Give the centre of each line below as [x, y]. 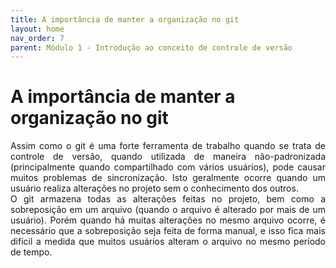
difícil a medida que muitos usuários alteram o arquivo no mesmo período [168, 242]
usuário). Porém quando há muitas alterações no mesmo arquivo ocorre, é [168, 220]
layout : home [37, 29]
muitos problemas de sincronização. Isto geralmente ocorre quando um [168, 178]
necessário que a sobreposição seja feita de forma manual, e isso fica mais [168, 231]
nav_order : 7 [37, 38]
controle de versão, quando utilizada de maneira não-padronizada [168, 157]
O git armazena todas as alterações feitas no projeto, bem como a [168, 199]
